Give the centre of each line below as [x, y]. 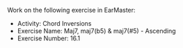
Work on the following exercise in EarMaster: [71, 10]
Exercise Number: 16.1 [49, 38]
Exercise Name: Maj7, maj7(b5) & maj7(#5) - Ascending [96, 31]
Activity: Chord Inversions [54, 23]
